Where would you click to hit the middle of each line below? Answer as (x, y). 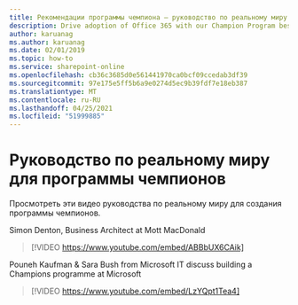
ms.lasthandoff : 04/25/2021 (61, 108)
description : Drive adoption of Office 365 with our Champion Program (142, 26)
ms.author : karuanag (47, 42)
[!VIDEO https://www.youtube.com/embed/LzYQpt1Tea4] (135, 291)
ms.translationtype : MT (53, 91)
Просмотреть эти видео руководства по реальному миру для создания (145, 204)
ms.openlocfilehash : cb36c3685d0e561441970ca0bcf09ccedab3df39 (129, 75)
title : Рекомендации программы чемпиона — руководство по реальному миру (149, 17)
